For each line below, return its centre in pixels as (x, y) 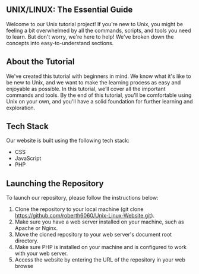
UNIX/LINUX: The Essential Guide (70, 10)
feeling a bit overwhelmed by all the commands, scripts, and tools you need (99, 30)
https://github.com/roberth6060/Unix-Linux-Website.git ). (85, 216)
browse (24, 266)
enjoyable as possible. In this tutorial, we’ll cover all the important (86, 89)
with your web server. (41, 253)
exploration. (21, 108)
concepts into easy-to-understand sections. (60, 43)
